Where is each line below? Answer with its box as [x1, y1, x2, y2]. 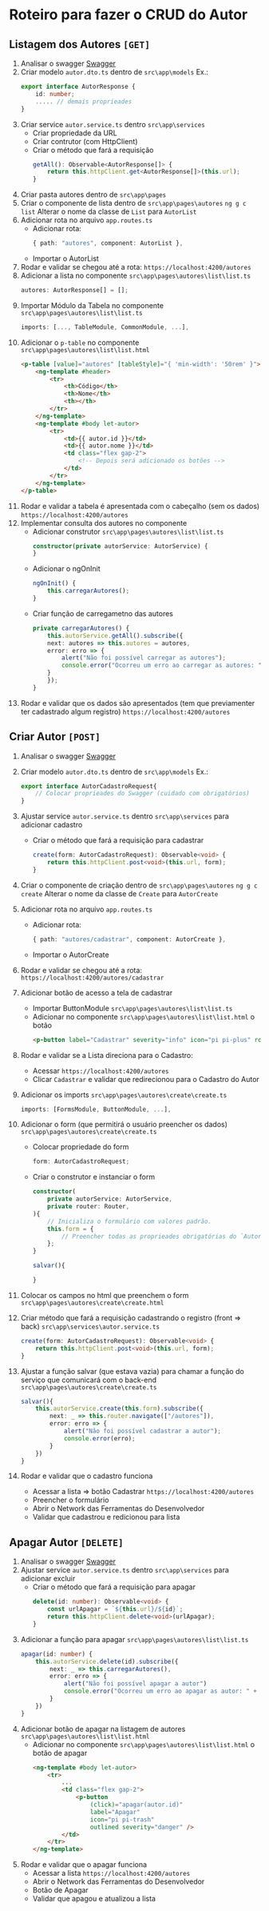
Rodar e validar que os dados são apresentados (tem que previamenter [20, 698, 255, 707]
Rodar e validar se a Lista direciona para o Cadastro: [20, 1050, 194, 1060]
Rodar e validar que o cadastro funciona [20, 1471, 153, 1481]
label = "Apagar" [89, 1808, 140, 1816]
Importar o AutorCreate [32, 950, 110, 960]
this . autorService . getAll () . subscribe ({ [47, 631, 184, 639]
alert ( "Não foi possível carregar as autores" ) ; [61, 654, 227, 662]
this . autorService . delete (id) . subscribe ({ [35, 1657, 179, 1665]
